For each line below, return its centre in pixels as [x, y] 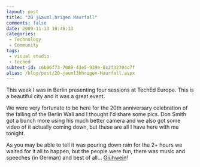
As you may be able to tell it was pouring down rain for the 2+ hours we [94, 145]
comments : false [26, 23]
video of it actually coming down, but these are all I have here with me [93, 127]
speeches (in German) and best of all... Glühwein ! [67, 158]
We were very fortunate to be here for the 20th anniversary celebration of [97, 108]
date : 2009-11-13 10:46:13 [40, 28]
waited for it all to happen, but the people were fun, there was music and [96, 151]
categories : [21, 34]
